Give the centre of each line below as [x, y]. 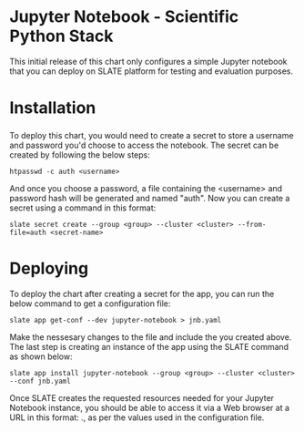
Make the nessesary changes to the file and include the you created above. [151, 337]
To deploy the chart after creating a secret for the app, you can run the [142, 293]
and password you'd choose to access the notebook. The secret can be [144, 145]
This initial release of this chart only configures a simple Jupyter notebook [148, 61]
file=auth [28, 233]
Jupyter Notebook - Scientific [124, 17]
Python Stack [61, 36]
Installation [53, 108]
